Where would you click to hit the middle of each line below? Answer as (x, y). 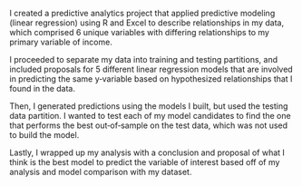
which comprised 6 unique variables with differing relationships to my (140, 32)
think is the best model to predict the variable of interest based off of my (145, 162)
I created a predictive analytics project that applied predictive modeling (142, 13)
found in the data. (42, 88)
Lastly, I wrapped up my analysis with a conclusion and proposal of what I (147, 152)
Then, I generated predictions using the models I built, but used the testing (149, 106)
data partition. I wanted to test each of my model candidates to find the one (151, 116)
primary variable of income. (61, 42)
